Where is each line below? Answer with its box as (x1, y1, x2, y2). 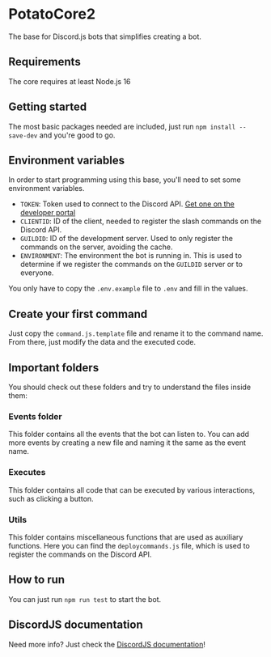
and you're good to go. (39, 130, 116, 140)
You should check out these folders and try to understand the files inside (8, 382, 252, 392)
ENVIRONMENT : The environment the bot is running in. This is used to (19, 251, 243, 261)
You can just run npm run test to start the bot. (8, 594, 162, 604)
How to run (8, 573, 66, 587)
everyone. (19, 268, 54, 278)
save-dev (8, 131, 38, 140)
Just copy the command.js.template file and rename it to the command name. (8, 328, 264, 338)
